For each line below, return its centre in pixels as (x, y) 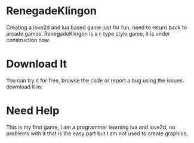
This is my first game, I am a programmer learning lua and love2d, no (91, 127)
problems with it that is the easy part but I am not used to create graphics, (97, 133)
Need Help (33, 111)
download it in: (24, 87)
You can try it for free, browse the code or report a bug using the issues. (95, 80)
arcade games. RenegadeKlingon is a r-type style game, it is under (88, 33)
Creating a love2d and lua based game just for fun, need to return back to (97, 27)
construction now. (28, 40)
